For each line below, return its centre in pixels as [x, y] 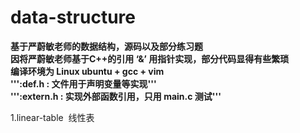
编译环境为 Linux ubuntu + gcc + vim [87, 71]
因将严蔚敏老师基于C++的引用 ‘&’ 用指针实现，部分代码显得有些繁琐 [150, 58]
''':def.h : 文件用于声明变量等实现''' [83, 83]
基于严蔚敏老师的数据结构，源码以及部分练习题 [106, 46]
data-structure [73, 17]
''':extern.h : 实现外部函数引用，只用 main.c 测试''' [116, 96]
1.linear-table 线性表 [52, 117]
